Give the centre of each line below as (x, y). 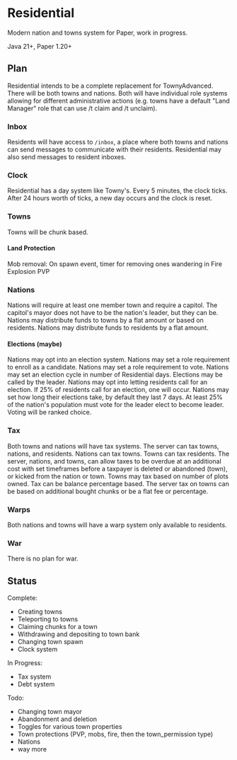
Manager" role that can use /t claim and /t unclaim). (82, 108)
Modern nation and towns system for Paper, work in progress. (98, 33)
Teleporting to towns (48, 619)
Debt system (36, 684)
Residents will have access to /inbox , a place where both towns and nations (118, 142)
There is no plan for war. (43, 559)
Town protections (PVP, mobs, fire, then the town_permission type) (115, 735)
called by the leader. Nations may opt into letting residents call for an (108, 382)
